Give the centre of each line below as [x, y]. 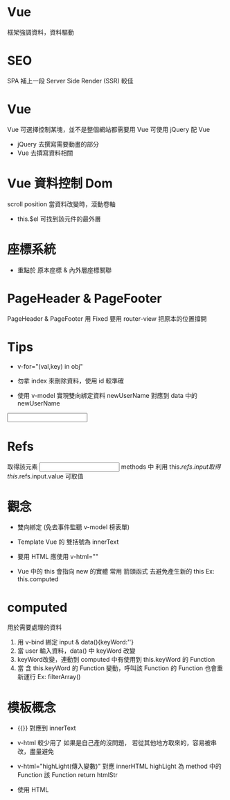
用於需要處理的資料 [35, 627]
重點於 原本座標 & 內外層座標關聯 [64, 270]
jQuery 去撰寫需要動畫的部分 [58, 144]
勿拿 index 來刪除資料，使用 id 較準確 [71, 381]
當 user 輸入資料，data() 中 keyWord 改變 [76, 651]
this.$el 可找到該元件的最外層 [59, 219]
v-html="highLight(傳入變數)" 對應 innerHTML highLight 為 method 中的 [119, 766]
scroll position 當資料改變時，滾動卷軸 [61, 204]
